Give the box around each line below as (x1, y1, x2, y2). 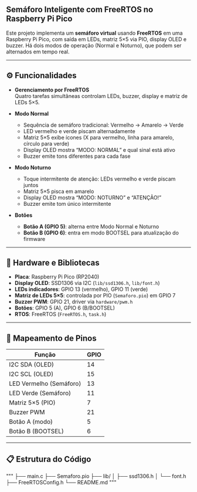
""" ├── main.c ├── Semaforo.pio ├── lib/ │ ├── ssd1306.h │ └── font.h (6, 473, 186, 480)
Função (34, 351, 56, 359)
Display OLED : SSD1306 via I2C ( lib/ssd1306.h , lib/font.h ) (14, 280, 160, 287)
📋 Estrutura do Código (6, 454, 91, 464)
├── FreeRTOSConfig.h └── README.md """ (6, 479, 117, 486)
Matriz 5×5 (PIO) (9, 399, 56, 407)
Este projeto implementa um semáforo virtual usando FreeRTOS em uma (6, 29, 183, 36)
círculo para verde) (23, 140, 70, 147)
